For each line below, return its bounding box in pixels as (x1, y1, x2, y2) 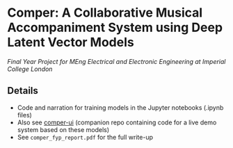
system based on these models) (17, 125, 110, 133)
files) (17, 110, 33, 119)
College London (7, 65, 53, 73)
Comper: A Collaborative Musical (7, 5, 203, 21)
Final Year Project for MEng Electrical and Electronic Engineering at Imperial (7, 57, 226, 65)
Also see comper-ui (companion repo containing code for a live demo (17, 118, 217, 126)
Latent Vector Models (7, 35, 134, 50)
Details (7, 85, 38, 97)
